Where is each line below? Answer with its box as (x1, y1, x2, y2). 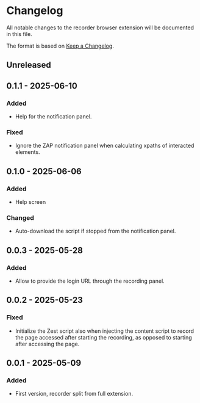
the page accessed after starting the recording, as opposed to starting (15, 333, 192, 341)
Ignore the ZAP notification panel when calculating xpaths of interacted (15, 142, 195, 150)
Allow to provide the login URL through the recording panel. (15, 277, 165, 285)
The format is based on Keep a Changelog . (6, 42, 114, 49)
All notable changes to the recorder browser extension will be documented (6, 24, 194, 31)
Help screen (15, 198, 46, 205)
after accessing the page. (15, 340, 80, 347)
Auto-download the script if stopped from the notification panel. (15, 227, 176, 235)
